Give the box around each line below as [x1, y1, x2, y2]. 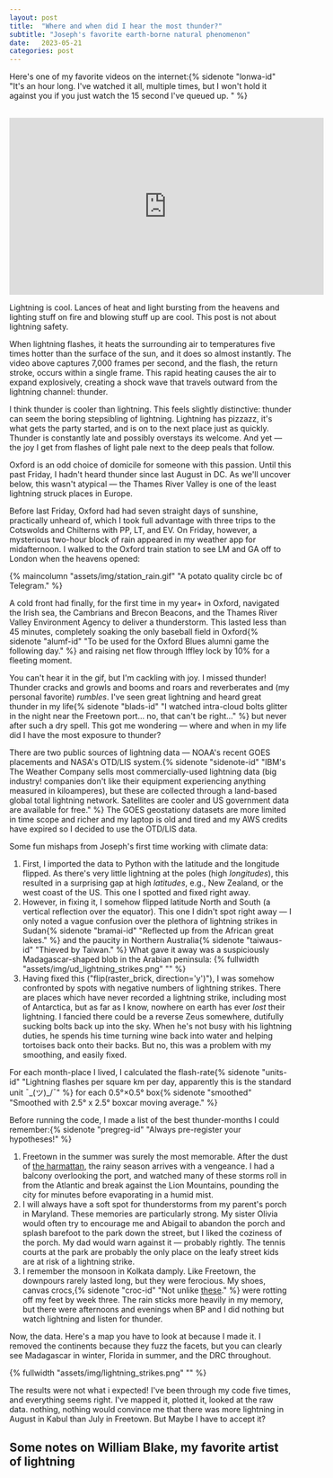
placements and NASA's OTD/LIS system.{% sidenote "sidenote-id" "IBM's [9, 757, 286, 768]
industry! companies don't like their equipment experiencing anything [9, 776, 267, 787]
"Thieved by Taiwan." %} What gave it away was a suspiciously [35, 945, 269, 956]
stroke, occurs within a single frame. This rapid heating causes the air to [9, 368, 276, 378]
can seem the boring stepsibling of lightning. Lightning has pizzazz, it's [9, 414, 273, 424]
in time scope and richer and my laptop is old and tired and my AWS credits [9, 815, 288, 825]
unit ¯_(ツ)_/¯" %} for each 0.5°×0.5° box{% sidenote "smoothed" [9, 1087, 252, 1098]
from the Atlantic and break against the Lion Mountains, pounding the [22, 1180, 280, 1191]
